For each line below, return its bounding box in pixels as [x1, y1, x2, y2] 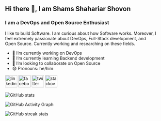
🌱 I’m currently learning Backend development [12, 55, 105, 61]
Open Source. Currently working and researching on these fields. [5, 41, 135, 46]
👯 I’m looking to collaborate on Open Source [12, 60, 100, 66]
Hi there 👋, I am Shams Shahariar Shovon [5, 5, 131, 13]
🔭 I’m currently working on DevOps [12, 50, 82, 56]
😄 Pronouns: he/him [12, 65, 53, 71]
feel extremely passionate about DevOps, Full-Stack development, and [5, 35, 146, 41]
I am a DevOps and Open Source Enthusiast [5, 19, 109, 26]
